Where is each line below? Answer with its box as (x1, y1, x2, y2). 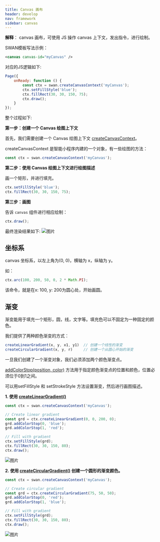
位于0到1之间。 (9, 373, 40, 379)
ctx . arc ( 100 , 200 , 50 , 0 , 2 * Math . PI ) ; (5, 278, 89, 282)
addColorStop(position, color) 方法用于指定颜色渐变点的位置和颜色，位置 (5, 367, 151, 372)
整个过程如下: (5, 115, 33, 121)
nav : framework (5, 16, 36, 21)
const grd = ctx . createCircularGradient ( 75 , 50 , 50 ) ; (5, 490, 117, 496)
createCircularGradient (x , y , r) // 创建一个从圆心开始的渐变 (5, 347, 134, 352)
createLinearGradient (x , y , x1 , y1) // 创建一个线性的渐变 (5, 343, 123, 348)
